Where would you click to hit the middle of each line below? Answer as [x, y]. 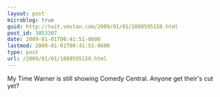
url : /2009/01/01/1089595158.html [57, 59]
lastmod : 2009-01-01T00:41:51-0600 [59, 46]
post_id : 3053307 [32, 33]
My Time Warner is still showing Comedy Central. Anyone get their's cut [110, 78]
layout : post [26, 14]
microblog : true [31, 20]
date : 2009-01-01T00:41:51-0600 [54, 39]
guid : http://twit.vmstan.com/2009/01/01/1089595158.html [93, 26]
